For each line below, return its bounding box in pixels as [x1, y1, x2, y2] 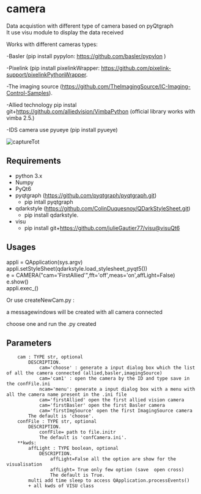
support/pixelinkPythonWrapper [6, 71, 87, 78]
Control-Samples [6, 89, 49, 96]
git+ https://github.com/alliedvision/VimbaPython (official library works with [6, 107, 196, 115]
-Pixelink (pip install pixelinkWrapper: [6, 64, 100, 72]
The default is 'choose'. [28, 413, 95, 419]
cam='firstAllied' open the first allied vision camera [38, 397, 185, 403]
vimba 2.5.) [6, 114, 35, 122]
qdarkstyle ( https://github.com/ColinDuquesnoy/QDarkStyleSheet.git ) [15, 204, 191, 212]
